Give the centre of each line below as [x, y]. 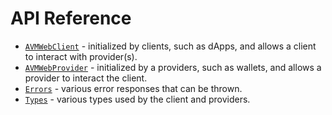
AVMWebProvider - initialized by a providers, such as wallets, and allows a [173, 67]
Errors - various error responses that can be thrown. [133, 88]
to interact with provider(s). [81, 56]
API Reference [71, 18]
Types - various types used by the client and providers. [137, 99]
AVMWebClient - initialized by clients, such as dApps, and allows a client [170, 46]
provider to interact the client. [86, 78]
